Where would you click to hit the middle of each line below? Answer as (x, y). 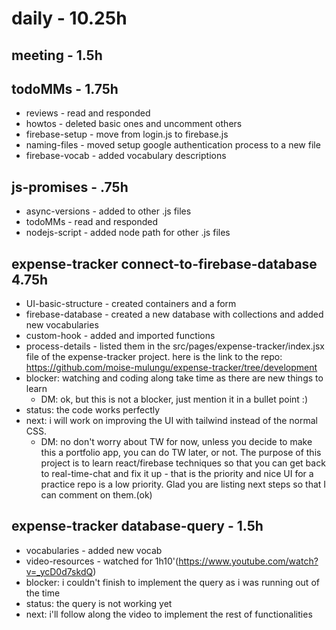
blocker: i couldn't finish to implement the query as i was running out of (172, 582)
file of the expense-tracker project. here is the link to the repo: (154, 357)
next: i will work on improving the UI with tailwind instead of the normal (171, 421)
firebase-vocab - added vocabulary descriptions (126, 156)
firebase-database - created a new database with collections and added (174, 314)
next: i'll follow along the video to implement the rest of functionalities (169, 614)
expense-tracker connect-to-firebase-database (164, 263)
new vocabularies (62, 325)
